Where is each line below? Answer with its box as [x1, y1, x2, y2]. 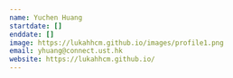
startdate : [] [9, 22, 63, 30]
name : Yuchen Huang [9, 13, 83, 22]
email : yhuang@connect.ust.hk [9, 47, 124, 56]
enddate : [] [9, 30, 54, 39]
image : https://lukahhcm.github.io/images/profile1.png [9, 38, 224, 48]
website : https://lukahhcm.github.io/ [9, 55, 155, 64]
